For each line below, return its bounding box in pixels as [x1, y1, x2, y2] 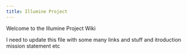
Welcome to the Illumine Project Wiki [6, 25, 96, 32]
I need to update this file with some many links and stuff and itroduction [6, 36, 182, 43]
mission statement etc [6, 42, 61, 49]
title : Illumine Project [6, 8, 68, 15]
